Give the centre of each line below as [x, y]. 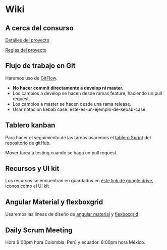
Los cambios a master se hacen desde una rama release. [72, 104]
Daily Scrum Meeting [39, 230]
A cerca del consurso [40, 28]
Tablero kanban [30, 125]
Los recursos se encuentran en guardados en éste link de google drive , [79, 181]
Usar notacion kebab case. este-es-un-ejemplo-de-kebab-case [79, 109]
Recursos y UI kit [32, 169]
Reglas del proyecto [26, 50]
